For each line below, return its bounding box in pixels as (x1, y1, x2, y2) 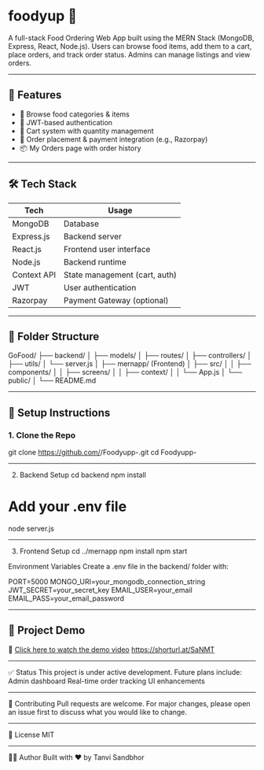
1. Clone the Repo (8, 429, 76, 440)
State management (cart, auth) (63, 269, 178, 280)
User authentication (63, 282, 137, 293)
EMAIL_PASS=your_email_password (8, 594, 124, 603)
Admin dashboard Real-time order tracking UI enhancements (8, 676, 206, 686)
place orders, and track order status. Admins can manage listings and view (8, 50, 251, 59)
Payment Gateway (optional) (63, 294, 169, 305)
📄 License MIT (8, 730, 55, 739)
